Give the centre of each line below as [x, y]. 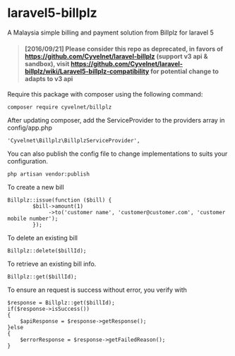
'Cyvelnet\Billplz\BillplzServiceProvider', [74, 141]
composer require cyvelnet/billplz [60, 107]
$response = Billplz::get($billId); [61, 303]
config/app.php [30, 128]
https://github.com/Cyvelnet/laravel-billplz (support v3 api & [116, 56]
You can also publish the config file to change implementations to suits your [117, 154]
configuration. [28, 161]
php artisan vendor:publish [49, 174]
